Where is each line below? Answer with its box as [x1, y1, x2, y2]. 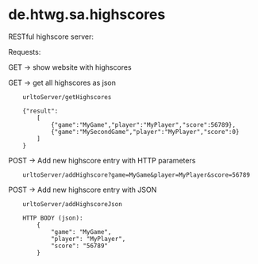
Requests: [8, 47, 41, 56]
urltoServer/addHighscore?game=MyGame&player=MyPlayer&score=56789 [22, 170, 250, 179]
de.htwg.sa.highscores [8, 6, 166, 24]
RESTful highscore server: [8, 32, 94, 41]
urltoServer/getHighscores [22, 93, 112, 101]
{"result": [22, 107, 59, 115]
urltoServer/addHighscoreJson [22, 200, 123, 208]
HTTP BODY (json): [22, 214, 83, 222]
